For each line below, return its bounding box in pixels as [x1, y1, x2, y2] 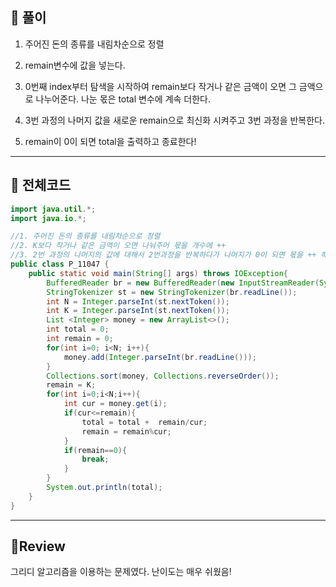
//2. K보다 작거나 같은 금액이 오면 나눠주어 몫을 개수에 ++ [10, 241, 227, 251]
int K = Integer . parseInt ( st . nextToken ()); [46, 306, 230, 316]
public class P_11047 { [10, 259, 110, 269]
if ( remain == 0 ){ [63, 445, 128, 455]
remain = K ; [46, 380, 97, 390]
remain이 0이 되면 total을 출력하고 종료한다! [24, 135, 197, 147]
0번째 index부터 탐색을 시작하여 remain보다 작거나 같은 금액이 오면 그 [24, 80, 297, 92]
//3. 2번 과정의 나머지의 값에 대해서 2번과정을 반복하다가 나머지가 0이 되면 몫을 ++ [10, 250, 317, 260]
